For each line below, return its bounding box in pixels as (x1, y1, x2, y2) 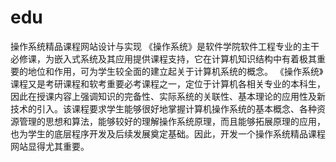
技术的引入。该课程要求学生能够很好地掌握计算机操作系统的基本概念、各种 (10, 102, 317, 115)
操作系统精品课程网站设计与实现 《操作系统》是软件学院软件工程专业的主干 (10, 40, 320, 52)
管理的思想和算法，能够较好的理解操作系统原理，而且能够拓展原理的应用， (18, 115, 326, 127)
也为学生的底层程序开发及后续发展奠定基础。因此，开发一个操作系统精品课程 (10, 127, 326, 140)
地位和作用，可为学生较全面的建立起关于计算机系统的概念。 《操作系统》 (27, 65, 324, 77)
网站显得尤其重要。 (10, 140, 90, 152)
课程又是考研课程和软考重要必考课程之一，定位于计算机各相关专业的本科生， (10, 77, 326, 90)
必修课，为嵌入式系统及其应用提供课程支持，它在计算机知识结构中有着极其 (10, 52, 317, 65)
